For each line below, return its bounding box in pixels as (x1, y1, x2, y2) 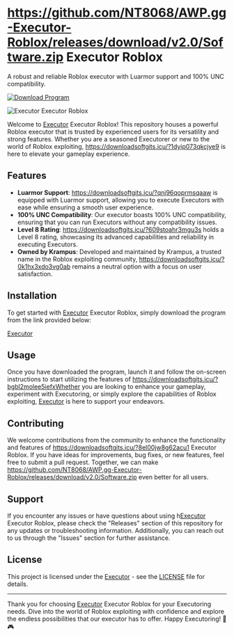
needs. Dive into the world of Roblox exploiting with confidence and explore (7, 607, 225, 615)
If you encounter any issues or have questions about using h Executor (7, 511, 206, 520)
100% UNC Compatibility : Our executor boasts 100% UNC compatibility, (17, 210, 226, 218)
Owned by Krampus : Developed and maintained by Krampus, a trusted (17, 247, 221, 255)
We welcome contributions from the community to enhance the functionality (7, 436, 226, 445)
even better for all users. (138, 473, 209, 482)
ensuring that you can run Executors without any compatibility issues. (17, 218, 217, 226)
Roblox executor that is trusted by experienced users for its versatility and (7, 127, 219, 136)
